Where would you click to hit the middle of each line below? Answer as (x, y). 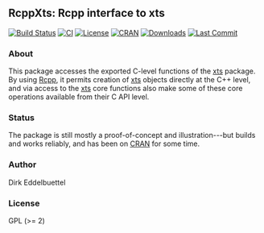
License (24, 203)
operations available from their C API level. (79, 97)
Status (21, 118)
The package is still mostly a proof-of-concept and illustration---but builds (132, 135)
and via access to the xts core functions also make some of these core (126, 89)
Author (23, 164)
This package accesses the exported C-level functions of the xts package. (132, 71)
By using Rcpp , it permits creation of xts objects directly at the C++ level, (130, 80)
